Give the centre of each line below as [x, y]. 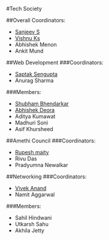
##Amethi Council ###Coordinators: [51, 141]
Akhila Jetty [30, 230]
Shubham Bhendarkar [42, 104]
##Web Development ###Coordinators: [55, 63]
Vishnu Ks [27, 38]
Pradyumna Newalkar [41, 165]
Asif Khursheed [34, 129]
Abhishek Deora [35, 110]
